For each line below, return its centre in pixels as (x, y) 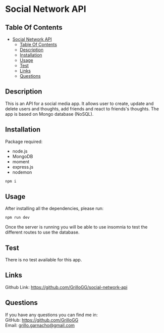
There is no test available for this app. (44, 260)
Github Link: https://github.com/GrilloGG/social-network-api (66, 287)
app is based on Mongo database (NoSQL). (49, 114)
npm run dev (17, 218)
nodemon (22, 172)
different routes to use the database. (42, 232)
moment (21, 161)
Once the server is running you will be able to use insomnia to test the (76, 227)
